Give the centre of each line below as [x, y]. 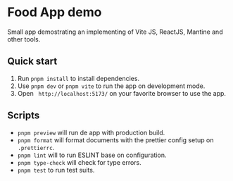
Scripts [24, 116]
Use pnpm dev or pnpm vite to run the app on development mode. [111, 86]
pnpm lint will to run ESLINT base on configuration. [92, 155]
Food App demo [55, 12]
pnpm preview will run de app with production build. [91, 132]
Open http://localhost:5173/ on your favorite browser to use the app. [122, 93]
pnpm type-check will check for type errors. [80, 162]
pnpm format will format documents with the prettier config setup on [115, 140]
